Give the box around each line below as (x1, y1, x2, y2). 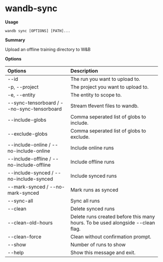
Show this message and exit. (70, 249, 136, 256)
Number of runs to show (70, 241, 126, 248)
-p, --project (7, 83, 39, 90)
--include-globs (7, 116, 47, 123)
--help (7, 249, 24, 256)
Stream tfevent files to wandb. (70, 102, 139, 109)
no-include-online (7, 147, 50, 154)
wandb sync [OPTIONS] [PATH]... (5, 28, 70, 33)
